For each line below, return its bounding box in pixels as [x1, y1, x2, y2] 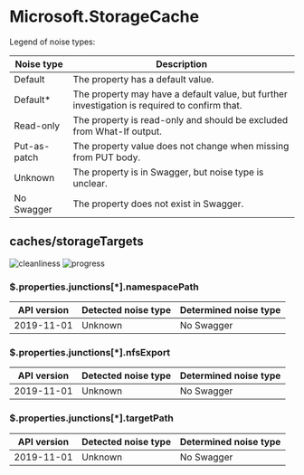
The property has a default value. [72, 72, 214, 85]
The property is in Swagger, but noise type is [72, 166, 264, 178]
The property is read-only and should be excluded [72, 113, 289, 126]
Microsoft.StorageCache [9, 6, 200, 27]
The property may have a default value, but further [72, 88, 288, 100]
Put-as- [14, 139, 51, 152]
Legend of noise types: [9, 36, 96, 47]
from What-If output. [72, 125, 163, 138]
